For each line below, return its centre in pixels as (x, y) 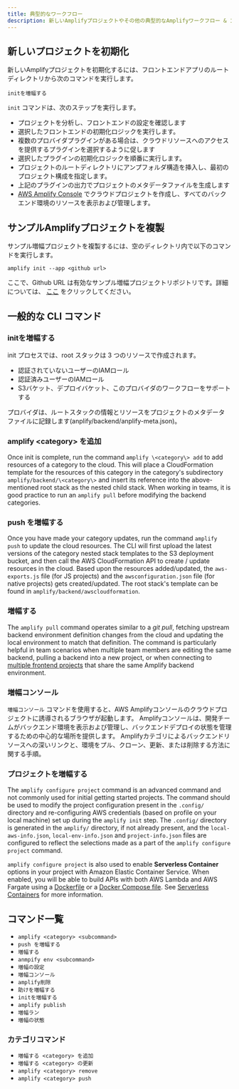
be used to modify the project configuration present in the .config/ (106, 805)
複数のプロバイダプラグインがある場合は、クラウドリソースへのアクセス (123, 140)
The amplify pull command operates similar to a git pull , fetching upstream (118, 627)
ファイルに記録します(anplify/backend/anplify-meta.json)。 (94, 420)
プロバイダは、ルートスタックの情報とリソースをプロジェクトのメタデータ (116, 412)
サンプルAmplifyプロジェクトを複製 (86, 228)
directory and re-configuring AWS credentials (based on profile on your (112, 812)
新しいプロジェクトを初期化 (68, 51)
